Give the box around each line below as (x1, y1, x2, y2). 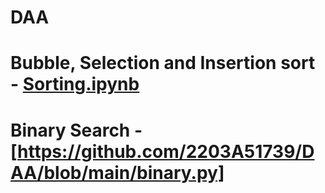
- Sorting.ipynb (10, 73, 140, 96)
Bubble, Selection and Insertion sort (10, 52, 316, 75)
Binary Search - (10, 119, 143, 141)
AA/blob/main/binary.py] (10, 161, 225, 184)
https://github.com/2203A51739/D (17, 140, 315, 163)
